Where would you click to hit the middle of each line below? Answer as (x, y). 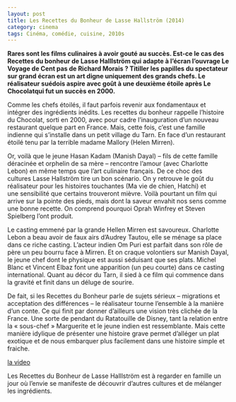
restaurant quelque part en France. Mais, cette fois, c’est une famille (107, 127)
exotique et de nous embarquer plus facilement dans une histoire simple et (116, 341)
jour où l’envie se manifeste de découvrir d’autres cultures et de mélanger (114, 384)
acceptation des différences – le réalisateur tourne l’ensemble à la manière (116, 304)
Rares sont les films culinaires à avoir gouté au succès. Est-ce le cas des (116, 54)
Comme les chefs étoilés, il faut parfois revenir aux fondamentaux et (107, 105)
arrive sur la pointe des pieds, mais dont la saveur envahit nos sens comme (117, 201)
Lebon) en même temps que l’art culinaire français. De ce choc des (105, 171)
